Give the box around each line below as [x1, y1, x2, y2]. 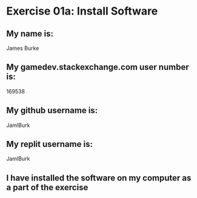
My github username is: [6, 105, 98, 116]
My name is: [6, 29, 53, 39]
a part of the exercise [6, 182, 88, 193]
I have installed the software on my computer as [6, 172, 192, 183]
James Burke [6, 44, 39, 52]
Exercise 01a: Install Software [6, 4, 158, 18]
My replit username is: [6, 139, 93, 149]
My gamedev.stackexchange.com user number [6, 62, 189, 72]
